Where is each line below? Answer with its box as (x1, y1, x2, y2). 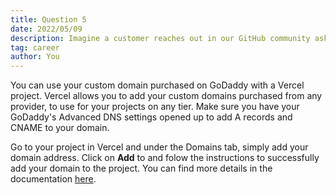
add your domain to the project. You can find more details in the (10, 162, 273, 175)
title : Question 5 (10, 14, 87, 25)
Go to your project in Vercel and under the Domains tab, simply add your (10, 141, 309, 153)
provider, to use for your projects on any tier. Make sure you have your (10, 101, 300, 113)
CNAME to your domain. (10, 122, 110, 134)
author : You (10, 52, 60, 62)
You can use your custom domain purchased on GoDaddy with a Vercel (10, 79, 305, 91)
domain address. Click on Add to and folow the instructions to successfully (10, 152, 320, 164)
